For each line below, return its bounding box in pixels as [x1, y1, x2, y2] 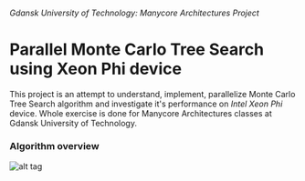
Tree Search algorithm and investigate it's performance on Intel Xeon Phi [9, 98, 283, 109]
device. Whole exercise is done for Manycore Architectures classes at [9, 107, 272, 118]
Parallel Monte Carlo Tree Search [9, 39, 265, 59]
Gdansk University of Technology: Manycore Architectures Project [9, 7, 260, 18]
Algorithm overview [9, 140, 100, 153]
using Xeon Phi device [9, 58, 183, 79]
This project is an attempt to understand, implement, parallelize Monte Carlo [9, 88, 296, 99]
